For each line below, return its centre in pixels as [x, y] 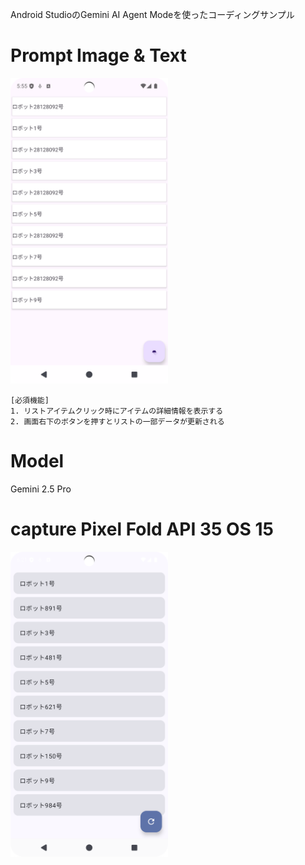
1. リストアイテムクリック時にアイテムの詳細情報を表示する [117, 411]
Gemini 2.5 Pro [41, 489]
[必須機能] [30, 400]
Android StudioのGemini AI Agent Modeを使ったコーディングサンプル [152, 14]
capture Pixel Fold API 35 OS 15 [142, 529]
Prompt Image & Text [98, 55]
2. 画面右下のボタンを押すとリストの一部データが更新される [117, 421]
